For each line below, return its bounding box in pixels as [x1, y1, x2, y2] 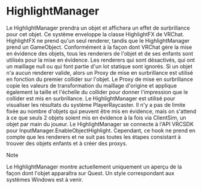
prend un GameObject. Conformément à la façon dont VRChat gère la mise [6, 43, 192, 51]
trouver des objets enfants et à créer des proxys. [6, 139, 128, 147]
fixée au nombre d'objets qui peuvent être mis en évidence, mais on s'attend [6, 107, 197, 115]
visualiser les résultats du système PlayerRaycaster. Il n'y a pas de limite [6, 101, 186, 108]
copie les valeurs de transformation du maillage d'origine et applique [6, 82, 177, 89]
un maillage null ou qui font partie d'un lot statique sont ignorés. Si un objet [6, 62, 193, 70]
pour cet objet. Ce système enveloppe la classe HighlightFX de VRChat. [6, 30, 185, 37]
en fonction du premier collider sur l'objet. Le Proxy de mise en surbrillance [6, 75, 194, 83]
